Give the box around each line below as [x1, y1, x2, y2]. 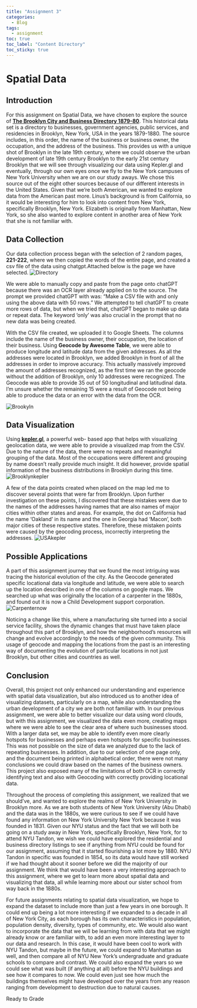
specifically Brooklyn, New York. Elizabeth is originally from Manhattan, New [6, 205, 191, 212]
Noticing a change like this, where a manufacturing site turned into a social [6, 616, 187, 623]
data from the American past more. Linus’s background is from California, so [6, 192, 191, 199]
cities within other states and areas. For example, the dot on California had [6, 509, 186, 516]
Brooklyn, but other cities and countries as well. [6, 653, 122, 660]
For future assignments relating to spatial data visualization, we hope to [6, 896, 179, 903]
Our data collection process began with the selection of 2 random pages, [6, 250, 183, 257]
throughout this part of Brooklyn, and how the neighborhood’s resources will [6, 629, 191, 636]
